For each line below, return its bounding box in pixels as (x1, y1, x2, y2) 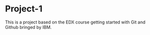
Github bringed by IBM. (5, 24, 52, 30)
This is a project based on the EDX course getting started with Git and (5, 19, 146, 25)
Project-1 (5, 3, 43, 14)
